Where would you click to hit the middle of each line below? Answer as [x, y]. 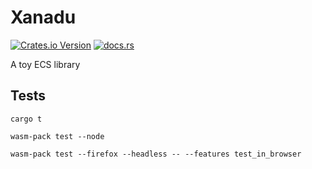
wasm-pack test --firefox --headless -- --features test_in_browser [156, 154]
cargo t [26, 119]
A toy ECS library [45, 64]
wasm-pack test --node [57, 136]
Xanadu [43, 17]
